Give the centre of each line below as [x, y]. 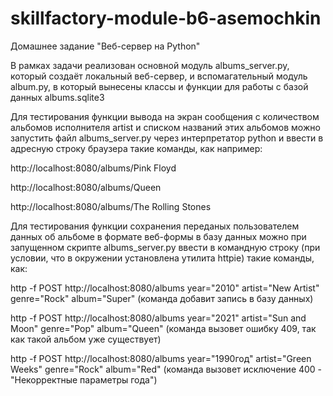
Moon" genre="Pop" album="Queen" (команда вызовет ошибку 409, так [163, 328]
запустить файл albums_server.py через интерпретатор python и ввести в [167, 138]
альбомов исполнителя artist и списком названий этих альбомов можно [165, 127]
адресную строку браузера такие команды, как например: [136, 148]
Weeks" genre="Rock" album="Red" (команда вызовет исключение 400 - [166, 369]
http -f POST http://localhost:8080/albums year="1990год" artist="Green [161, 358]
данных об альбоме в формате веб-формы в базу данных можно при [158, 236]
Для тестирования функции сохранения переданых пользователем [155, 226]
